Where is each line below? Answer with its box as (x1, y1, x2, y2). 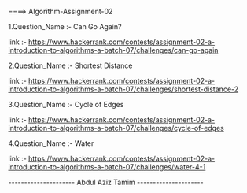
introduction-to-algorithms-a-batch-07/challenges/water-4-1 (8, 162, 206, 172)
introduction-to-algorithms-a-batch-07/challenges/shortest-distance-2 (8, 84, 239, 94)
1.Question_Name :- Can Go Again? (8, 22, 122, 31)
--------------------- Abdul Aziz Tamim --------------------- (8, 177, 204, 187)
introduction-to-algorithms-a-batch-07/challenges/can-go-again (8, 46, 219, 54)
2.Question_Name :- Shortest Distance (8, 61, 133, 70)
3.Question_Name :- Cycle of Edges (8, 100, 124, 109)
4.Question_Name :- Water (8, 139, 94, 148)
